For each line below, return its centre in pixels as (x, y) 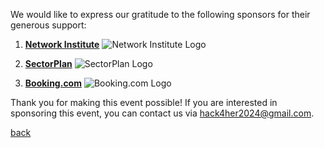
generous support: (48, 25)
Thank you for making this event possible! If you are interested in (144, 102)
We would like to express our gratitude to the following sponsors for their (160, 14)
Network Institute (62, 44)
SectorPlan (48, 63)
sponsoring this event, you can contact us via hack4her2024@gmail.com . (162, 113)
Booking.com (53, 83)
